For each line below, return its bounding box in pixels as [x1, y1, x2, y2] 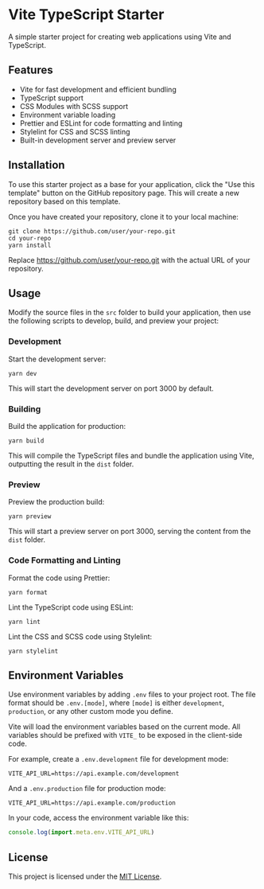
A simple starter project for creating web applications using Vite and [8, 32, 232, 41]
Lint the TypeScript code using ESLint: [8, 602, 134, 612]
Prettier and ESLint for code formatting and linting [19, 118, 183, 128]
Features [8, 64, 53, 77]
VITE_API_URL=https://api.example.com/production [8, 799, 177, 807]
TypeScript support [19, 93, 83, 103]
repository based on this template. [8, 197, 121, 206]
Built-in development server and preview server [19, 135, 177, 145]
